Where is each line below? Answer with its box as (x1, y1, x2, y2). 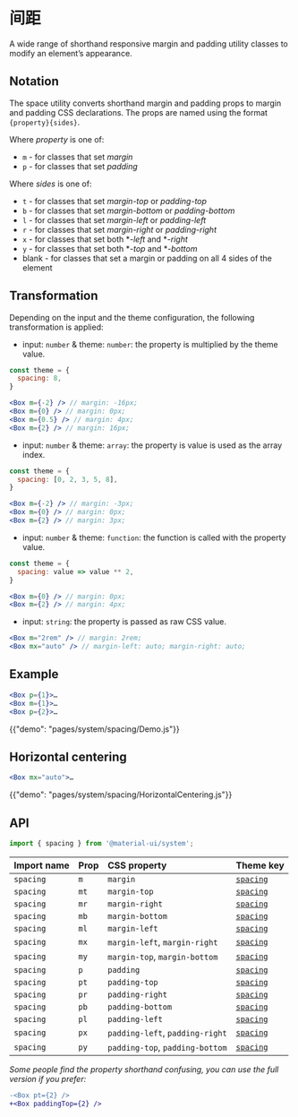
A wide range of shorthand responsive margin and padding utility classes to (9, 38, 289, 49)
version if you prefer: (9, 1073, 87, 1084)
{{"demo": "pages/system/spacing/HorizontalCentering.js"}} (9, 789, 233, 800)
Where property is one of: (9, 133, 105, 144)
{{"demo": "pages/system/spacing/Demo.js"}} (9, 723, 181, 735)
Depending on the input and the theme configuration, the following (9, 312, 255, 322)
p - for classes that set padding (21, 160, 139, 171)
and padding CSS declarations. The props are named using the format (9, 107, 268, 117)
